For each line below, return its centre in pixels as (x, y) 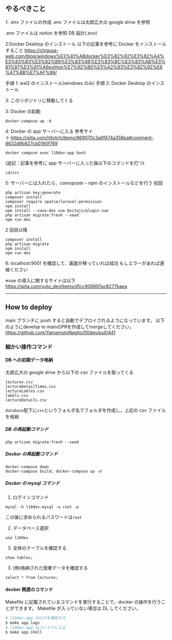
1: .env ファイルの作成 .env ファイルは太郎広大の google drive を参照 (78, 22)
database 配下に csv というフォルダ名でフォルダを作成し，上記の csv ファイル (86, 410)
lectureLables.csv (25, 391)
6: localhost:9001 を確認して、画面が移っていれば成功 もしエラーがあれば (83, 263)
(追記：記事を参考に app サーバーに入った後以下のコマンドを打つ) (75, 163)
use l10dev (17, 538)
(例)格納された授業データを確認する (50, 568)
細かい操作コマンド (29, 347)
